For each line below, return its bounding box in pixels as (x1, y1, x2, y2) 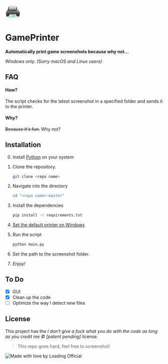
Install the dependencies (12, 202, 64, 208)
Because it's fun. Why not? (5, 126, 61, 132)
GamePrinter (5, 32, 60, 44)
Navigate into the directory (12, 183, 68, 189)
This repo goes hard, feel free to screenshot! (17, 343, 110, 349)
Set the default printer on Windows (12, 222, 85, 228)
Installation (5, 141, 41, 149)
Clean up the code (12, 294, 51, 300)
